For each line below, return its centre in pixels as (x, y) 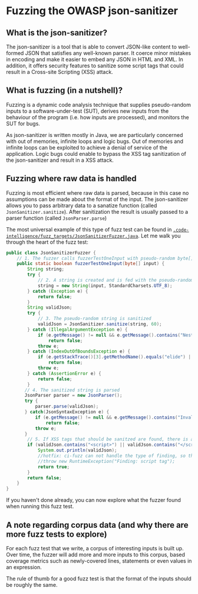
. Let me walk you (159, 236)
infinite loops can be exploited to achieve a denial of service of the (87, 147)
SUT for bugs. (23, 123)
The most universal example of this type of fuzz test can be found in (89, 229)
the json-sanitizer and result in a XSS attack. (60, 160)
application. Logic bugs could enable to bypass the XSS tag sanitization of (96, 154)
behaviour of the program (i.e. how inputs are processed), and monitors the (98, 117)
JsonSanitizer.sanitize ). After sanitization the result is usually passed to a (97, 211)
